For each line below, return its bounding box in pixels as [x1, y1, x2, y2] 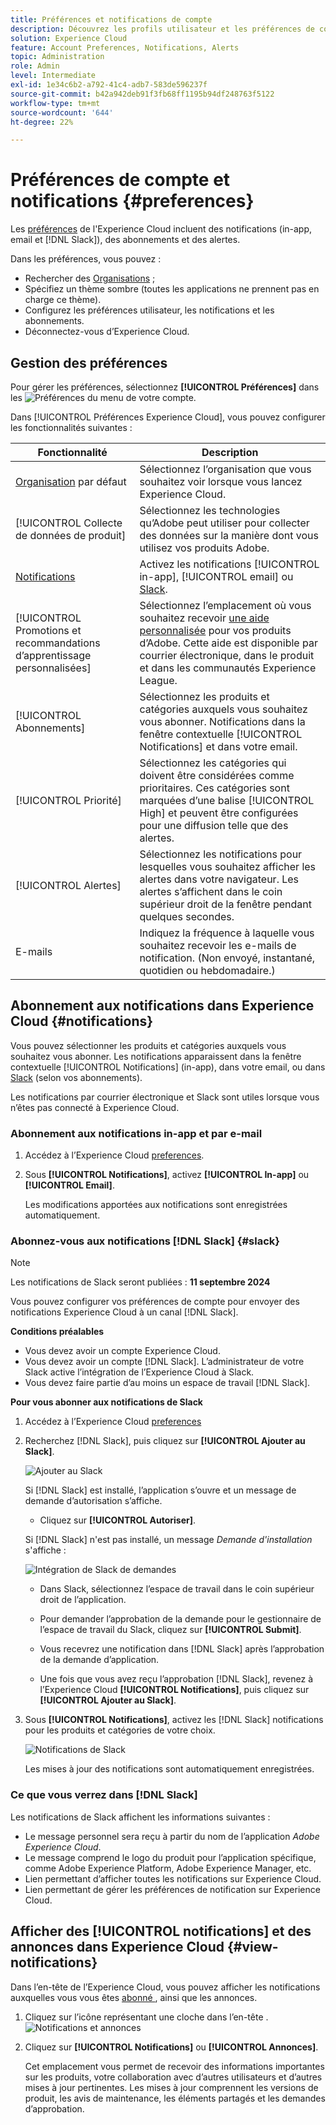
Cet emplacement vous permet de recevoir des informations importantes [24, 2060, 325, 2072]
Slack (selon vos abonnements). [10, 1071, 143, 1083]
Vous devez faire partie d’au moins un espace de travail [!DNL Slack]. [24, 1377, 311, 1389]
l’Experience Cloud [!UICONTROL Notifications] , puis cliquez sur [39, 1684, 310, 1696]
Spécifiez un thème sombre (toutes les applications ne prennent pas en [24, 283, 320, 295]
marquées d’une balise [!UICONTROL [139, 794, 315, 807]
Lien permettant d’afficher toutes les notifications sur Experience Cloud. [24, 1872, 322, 1885]
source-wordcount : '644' [10, 107, 114, 118]
